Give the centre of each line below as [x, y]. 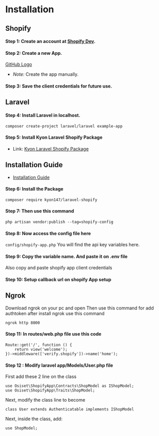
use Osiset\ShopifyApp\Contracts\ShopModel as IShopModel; [70, 386]
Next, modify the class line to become [45, 400]
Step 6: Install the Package [34, 189]
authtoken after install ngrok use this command [55, 313]
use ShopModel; [22, 428]
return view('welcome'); [41, 349]
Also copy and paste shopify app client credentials [59, 268]
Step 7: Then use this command [40, 211]
